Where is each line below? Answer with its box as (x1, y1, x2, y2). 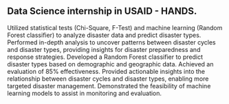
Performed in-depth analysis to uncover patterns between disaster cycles (7, 38, 216, 47)
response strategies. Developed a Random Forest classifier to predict (7, 53, 204, 61)
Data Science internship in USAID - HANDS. (7, 5, 197, 17)
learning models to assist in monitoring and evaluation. (7, 89, 162, 97)
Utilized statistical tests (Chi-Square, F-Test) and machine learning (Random (7, 23, 223, 31)
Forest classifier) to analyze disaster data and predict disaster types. (7, 31, 201, 39)
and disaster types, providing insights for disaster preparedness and (7, 45, 201, 53)
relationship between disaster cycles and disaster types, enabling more (7, 75, 209, 83)
